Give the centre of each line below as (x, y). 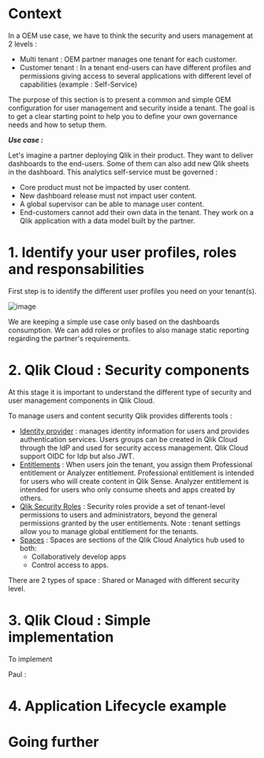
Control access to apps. (70, 565)
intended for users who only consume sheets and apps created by (127, 489)
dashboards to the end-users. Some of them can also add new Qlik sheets (129, 163)
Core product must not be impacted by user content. (105, 187)
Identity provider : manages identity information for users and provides (134, 431)
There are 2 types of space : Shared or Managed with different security (124, 580)
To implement (30, 659)
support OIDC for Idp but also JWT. (77, 456)
